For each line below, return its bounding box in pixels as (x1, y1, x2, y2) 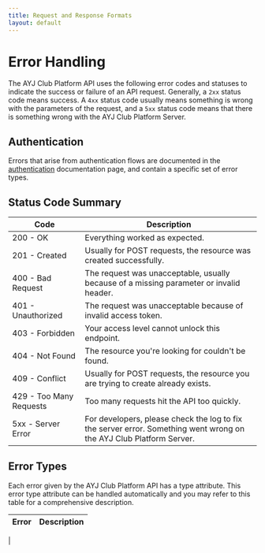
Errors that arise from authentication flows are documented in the (8, 156, 221, 165)
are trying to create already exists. (84, 378, 211, 389)
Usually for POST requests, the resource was (84, 245, 252, 256)
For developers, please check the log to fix (84, 414, 243, 425)
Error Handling (8, 53, 106, 71)
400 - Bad (12, 273, 52, 284)
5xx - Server (12, 418, 61, 429)
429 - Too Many (12, 391, 74, 402)
